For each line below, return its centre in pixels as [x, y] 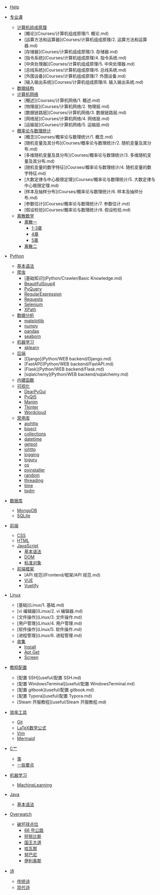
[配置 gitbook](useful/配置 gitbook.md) [56, 690]
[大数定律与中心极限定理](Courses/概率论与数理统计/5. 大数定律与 [90, 179]
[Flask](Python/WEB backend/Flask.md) [64, 369]
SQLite [24, 516]
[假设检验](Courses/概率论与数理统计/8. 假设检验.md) [77, 210]
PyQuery [33, 289]
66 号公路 [34, 830]
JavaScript [28, 546]
